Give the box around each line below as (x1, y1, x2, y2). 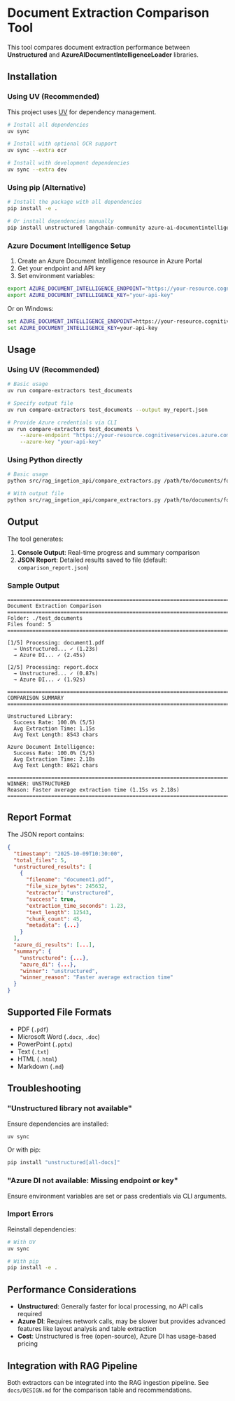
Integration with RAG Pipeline (7, 1360, 138, 1372)
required (17, 1310, 43, 1318)
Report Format (7, 811, 72, 824)
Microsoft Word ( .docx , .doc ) (17, 1032, 100, 1041)
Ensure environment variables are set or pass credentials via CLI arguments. (7, 1192, 227, 1200)
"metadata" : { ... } (25, 922, 80, 929)
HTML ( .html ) (17, 1054, 57, 1063)
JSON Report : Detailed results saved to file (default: (17, 555, 168, 564)
